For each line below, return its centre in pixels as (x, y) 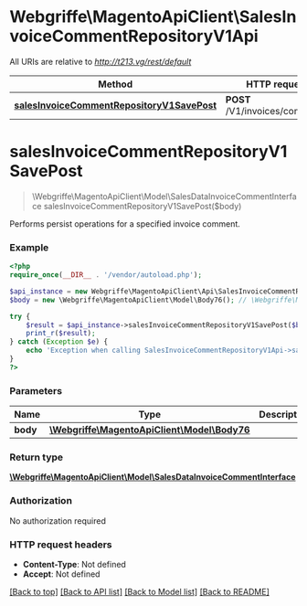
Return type (37, 457)
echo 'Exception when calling (84, 351)
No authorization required (58, 521)
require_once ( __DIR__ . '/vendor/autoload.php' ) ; (106, 275)
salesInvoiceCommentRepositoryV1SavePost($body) (143, 206)
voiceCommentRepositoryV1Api (134, 36)
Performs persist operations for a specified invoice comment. (125, 223)
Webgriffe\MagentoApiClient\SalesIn (153, 17)
